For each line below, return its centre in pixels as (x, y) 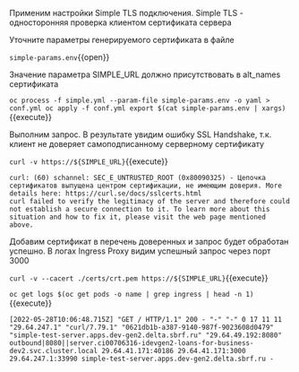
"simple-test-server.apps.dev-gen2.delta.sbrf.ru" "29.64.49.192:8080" (145, 335)
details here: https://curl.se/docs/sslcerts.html (106, 194)
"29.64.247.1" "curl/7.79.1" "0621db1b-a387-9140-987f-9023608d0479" (142, 327)
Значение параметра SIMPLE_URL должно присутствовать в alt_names (145, 74)
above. (21, 225)
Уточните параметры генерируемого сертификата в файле (122, 40)
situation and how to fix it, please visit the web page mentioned (138, 217)
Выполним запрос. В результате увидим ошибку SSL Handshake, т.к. (141, 134)
